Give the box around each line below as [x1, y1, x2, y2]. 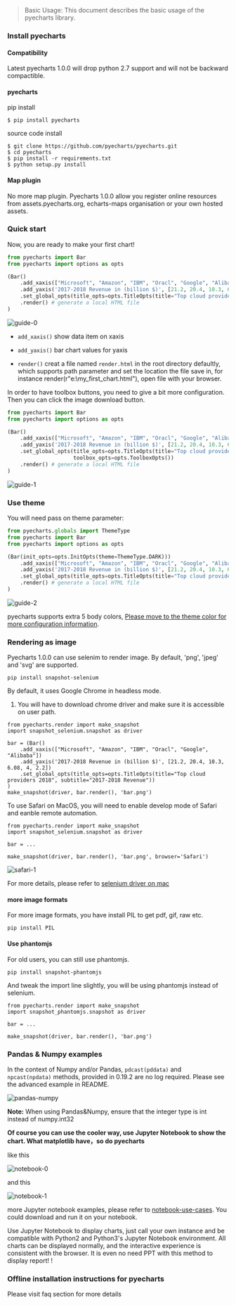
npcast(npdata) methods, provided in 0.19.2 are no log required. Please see [7, 1072, 225, 1081]
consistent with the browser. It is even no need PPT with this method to [7, 1249, 213, 1257]
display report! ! [7, 1256, 53, 1265]
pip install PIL [7, 924, 55, 931]
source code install [7, 129, 63, 138]
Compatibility [7, 49, 48, 57]
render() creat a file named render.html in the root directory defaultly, [17, 359, 221, 368]
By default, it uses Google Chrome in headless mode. [7, 687, 162, 695]
